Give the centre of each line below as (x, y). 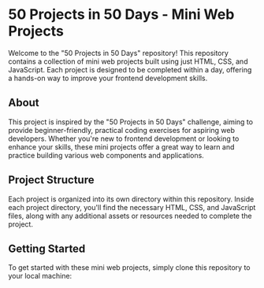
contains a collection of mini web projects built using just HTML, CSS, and (128, 61)
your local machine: (40, 276)
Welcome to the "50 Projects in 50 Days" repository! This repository (118, 53)
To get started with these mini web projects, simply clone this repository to (129, 268)
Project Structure (51, 180)
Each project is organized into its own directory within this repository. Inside (131, 199)
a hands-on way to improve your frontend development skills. (108, 78)
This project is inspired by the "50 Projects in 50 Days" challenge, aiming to (131, 122)
